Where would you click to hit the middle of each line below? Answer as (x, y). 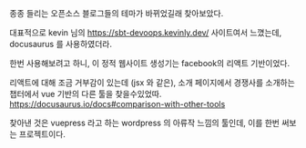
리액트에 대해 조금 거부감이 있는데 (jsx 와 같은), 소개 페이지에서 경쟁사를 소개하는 (153, 83)
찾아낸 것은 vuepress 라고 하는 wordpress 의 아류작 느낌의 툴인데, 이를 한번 (145, 123)
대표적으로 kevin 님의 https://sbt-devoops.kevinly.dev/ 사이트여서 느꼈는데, (146, 33)
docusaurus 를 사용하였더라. (61, 44)
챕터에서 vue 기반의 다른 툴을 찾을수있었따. (86, 94)
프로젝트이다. (42, 134)
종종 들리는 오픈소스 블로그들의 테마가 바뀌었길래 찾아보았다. (117, 13)
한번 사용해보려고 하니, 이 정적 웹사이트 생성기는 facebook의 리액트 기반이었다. (149, 63)
